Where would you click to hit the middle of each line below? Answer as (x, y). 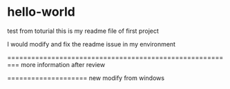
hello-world (41, 12)
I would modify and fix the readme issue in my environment (92, 44)
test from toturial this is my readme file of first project (83, 31)
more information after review (63, 64)
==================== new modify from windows (86, 78)
